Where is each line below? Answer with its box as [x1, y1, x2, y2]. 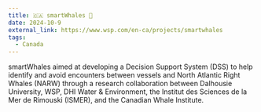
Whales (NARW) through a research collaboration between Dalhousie [8, 79, 233, 89]
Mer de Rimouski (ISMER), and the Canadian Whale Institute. [8, 96, 204, 105]
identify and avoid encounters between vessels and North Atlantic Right [8, 70, 241, 80]
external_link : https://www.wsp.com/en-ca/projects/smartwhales [8, 26, 223, 34]
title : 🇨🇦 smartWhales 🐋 [8, 11, 93, 20]
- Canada [15, 41, 44, 49]
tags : [8, 33, 26, 42]
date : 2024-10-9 [8, 19, 61, 27]
